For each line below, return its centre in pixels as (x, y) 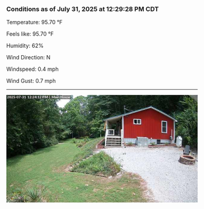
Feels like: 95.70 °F (30, 34)
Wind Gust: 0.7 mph (31, 81)
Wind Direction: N (28, 58)
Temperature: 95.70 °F (34, 22)
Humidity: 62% (25, 46)
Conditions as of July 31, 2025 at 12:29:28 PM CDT (83, 9)
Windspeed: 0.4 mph (32, 69)
